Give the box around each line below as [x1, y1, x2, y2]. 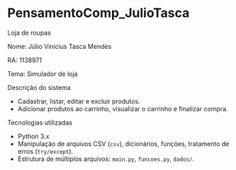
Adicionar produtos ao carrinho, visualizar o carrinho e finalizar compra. [17, 104, 228, 113]
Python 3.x [17, 132, 50, 140]
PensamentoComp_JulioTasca [7, 5, 190, 21]
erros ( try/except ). [17, 147, 74, 155]
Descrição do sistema [7, 83, 71, 91]
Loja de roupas [7, 28, 51, 37]
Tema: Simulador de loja [7, 69, 78, 78]
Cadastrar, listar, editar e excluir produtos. [17, 97, 140, 106]
